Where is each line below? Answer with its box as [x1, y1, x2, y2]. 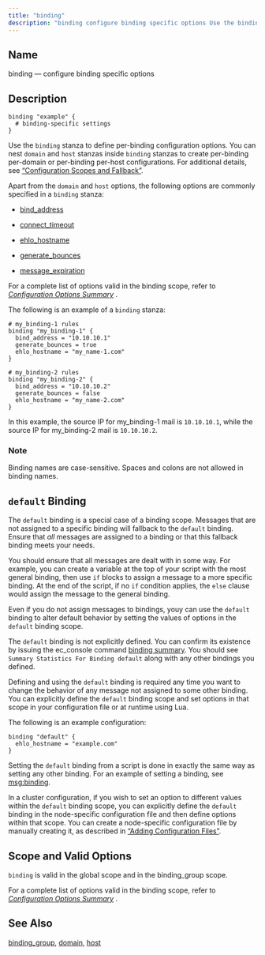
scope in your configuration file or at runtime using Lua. [8, 702, 189, 712]
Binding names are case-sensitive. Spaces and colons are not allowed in [8, 463, 244, 472]
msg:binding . [8, 777, 51, 787]
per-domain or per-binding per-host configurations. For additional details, [8, 157, 247, 167]
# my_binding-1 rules [8, 321, 80, 329]
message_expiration [19, 266, 85, 276]
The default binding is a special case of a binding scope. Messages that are [8, 515, 256, 525]
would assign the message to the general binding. [8, 589, 170, 599]
